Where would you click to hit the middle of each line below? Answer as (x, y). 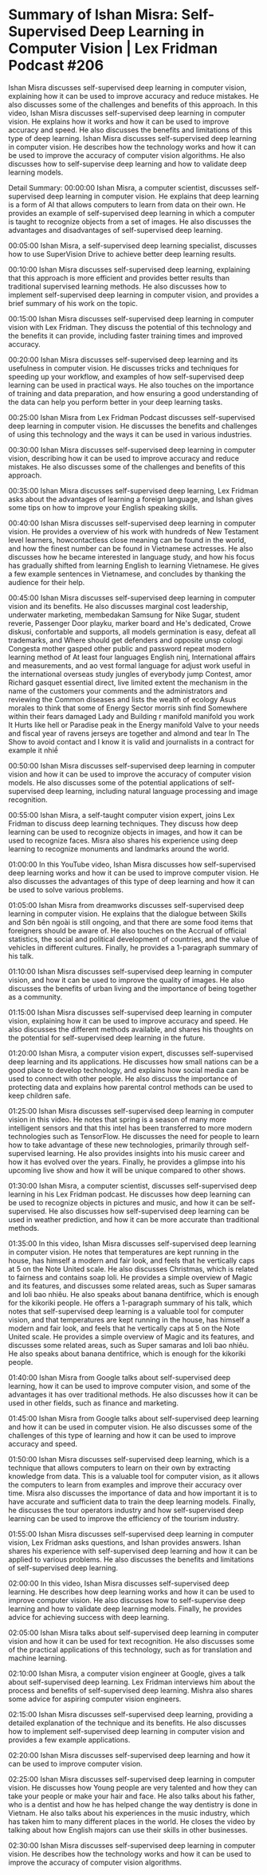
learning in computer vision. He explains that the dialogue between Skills (128, 914)
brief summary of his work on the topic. (73, 303)
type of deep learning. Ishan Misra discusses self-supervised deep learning (133, 138)
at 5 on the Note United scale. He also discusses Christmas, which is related (133, 1268)
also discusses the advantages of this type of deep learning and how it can (132, 881)
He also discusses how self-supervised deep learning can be (149, 1211)
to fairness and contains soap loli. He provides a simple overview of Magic (130, 1277)
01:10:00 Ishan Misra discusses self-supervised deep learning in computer (130, 971)
